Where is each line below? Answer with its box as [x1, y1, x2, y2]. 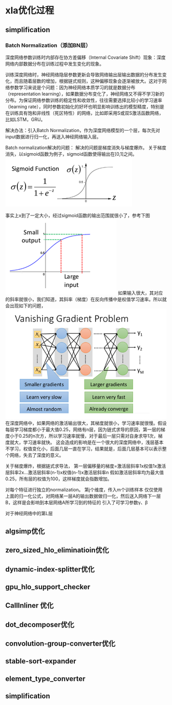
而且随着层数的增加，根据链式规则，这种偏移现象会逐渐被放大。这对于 [14, 78, 162, 84]
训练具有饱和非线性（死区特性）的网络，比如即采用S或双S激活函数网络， [9, 110, 164, 116]
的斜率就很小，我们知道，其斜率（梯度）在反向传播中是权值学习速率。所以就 [5, 296, 167, 302]
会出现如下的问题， [5, 303, 46, 309]
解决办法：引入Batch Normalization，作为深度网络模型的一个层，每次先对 [5, 127, 160, 133]
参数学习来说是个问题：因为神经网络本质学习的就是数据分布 [9, 84, 136, 90]
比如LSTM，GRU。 [5, 116, 46, 122]
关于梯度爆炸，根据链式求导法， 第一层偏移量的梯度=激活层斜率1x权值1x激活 [5, 463, 166, 469]
